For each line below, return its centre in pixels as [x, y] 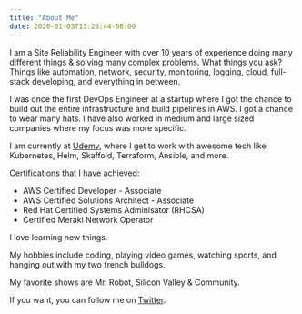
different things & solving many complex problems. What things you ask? [146, 62]
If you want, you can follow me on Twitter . [88, 299]
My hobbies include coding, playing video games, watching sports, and [143, 255]
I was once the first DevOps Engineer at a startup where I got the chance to [151, 99]
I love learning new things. [59, 237]
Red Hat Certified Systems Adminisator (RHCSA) [113, 209]
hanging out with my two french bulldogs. [87, 264]
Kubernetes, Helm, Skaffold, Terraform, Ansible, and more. [119, 155]
